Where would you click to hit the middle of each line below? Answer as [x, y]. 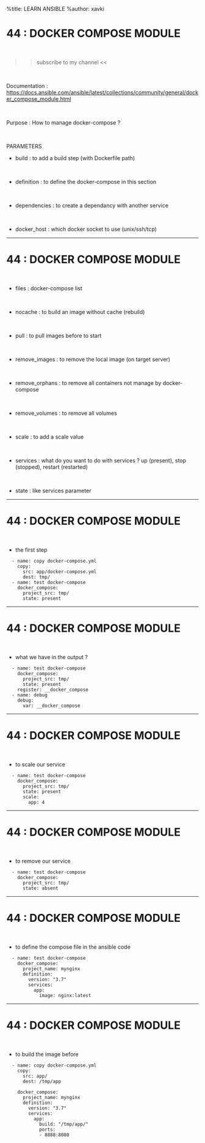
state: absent [41, 888]
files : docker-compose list [49, 288]
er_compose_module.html [39, 99]
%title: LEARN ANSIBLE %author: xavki [56, 9]
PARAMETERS [24, 146]
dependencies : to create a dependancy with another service [92, 205]
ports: [47, 1130]
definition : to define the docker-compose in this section [86, 181]
